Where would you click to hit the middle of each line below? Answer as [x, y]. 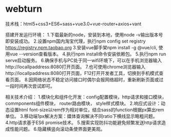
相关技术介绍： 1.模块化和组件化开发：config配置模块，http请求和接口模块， [86, 97]
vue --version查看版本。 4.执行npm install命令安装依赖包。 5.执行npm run [88, 54]
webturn [24, 9]
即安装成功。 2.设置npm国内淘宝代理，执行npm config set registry [75, 41]
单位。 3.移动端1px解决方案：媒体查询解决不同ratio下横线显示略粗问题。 [81, 116]
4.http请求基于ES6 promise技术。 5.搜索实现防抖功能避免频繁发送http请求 [83, 122]
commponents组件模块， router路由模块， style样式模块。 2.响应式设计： [83, 103]
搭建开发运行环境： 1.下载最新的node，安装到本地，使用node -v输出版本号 [84, 34]
